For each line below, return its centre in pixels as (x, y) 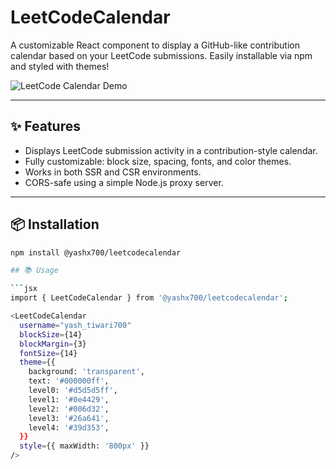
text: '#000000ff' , (69, 381)
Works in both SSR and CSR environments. (113, 172)
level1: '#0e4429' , (69, 399)
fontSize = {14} (48, 353)
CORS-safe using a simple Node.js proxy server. (124, 182)
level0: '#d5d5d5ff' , (73, 391)
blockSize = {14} (51, 334)
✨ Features (45, 126)
